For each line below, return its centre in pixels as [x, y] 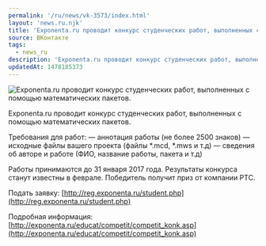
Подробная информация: [51, 216]
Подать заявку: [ [36, 193]
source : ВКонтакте [38, 38]
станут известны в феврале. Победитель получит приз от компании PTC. [132, 177]
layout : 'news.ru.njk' [46, 23]
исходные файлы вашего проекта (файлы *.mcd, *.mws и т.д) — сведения [131, 145]
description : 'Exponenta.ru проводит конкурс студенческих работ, [120, 60]
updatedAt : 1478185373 [46, 67]
